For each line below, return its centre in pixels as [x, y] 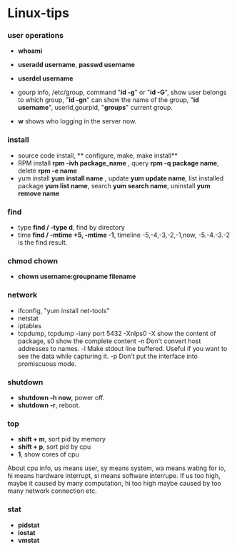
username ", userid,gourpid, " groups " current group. [95, 108]
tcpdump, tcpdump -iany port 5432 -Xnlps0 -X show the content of [117, 333]
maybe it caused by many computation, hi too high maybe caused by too [114, 484]
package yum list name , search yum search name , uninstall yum [114, 185]
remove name [39, 193]
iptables [29, 325]
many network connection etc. [52, 491]
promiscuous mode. [47, 363]
